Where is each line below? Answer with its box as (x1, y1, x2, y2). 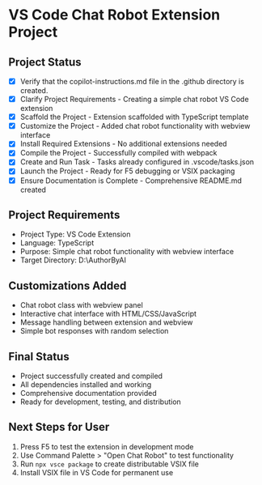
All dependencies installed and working (19, 380, 152, 389)
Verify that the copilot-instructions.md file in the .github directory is (19, 77, 245, 86)
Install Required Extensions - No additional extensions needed (19, 139, 228, 149)
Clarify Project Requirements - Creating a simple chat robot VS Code (19, 95, 249, 104)
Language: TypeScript (19, 238, 95, 248)
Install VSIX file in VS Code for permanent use (19, 467, 174, 477)
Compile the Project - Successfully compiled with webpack (19, 148, 218, 158)
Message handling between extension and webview (19, 317, 193, 327)
